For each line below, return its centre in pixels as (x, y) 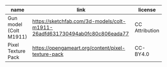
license (147, 10)
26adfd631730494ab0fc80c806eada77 (81, 33)
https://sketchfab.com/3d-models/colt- (79, 21)
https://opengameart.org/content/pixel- (79, 48)
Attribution (147, 31)
